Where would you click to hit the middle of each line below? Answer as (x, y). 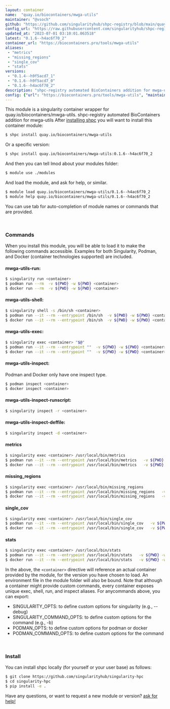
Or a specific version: (28, 145)
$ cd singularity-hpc (28, 682)
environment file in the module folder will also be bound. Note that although (84, 580)
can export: (17, 596)
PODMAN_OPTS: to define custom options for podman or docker (80, 628)
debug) (20, 611)
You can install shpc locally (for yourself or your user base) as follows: (78, 667)
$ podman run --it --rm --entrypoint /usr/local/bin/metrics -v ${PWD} (85, 460)
